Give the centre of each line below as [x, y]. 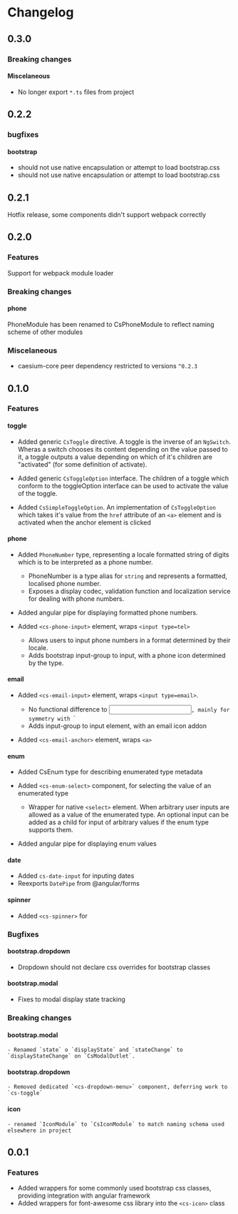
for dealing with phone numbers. [76, 598]
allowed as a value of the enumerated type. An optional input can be [129, 815]
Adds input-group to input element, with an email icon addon [117, 726]
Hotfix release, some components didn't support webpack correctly [107, 215]
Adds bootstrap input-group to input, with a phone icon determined [127, 655]
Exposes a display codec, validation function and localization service [129, 591]
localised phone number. [64, 583]
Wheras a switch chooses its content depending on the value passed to [123, 449]
